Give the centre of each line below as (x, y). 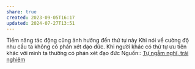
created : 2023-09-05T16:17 (41, 18)
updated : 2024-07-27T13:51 (41, 23)
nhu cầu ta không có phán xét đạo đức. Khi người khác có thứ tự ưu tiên (97, 47)
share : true (21, 12)
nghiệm (16, 60)
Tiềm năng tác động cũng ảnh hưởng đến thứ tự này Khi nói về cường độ (98, 41)
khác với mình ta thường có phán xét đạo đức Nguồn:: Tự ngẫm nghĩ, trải (97, 53)
